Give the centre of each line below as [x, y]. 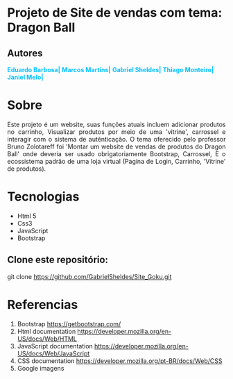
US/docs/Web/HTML [47, 339]
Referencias [43, 304]
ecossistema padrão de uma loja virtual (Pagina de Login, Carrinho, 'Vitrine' [116, 161]
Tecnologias [43, 197]
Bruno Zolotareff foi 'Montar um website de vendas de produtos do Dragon [116, 146]
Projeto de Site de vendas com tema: [115, 13]
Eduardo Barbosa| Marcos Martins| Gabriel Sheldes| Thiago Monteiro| [111, 70]
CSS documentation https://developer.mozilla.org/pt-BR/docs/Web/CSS [120, 361]
